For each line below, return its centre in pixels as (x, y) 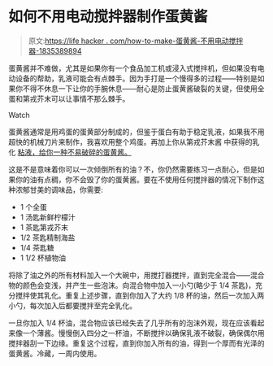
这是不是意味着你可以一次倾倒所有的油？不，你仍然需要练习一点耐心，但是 (133, 169)
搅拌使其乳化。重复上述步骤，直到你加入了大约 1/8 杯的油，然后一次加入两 (140, 295)
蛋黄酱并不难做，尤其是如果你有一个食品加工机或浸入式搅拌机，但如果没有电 (136, 68)
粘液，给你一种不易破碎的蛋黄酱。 (74, 152)
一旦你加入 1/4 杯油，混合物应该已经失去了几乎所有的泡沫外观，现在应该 (129, 323)
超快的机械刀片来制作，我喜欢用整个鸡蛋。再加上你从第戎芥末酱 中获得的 (130, 142)
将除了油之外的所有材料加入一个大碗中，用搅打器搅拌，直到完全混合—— (129, 275)
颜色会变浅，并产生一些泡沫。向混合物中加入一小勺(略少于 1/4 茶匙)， (139, 285)
